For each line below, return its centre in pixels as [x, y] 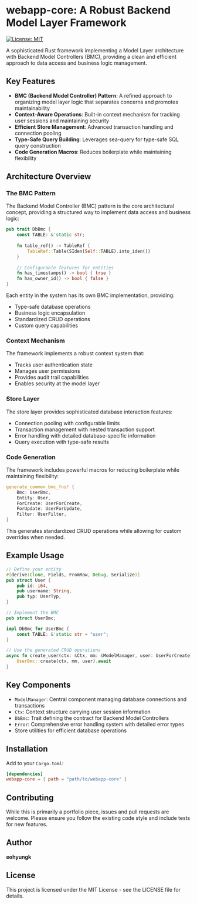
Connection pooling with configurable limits [67, 423]
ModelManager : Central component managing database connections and [101, 699]
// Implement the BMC [33, 613]
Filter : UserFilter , [42, 514]
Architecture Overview [49, 177]
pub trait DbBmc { [28, 229]
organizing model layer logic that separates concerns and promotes [96, 102]
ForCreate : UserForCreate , [50, 503]
